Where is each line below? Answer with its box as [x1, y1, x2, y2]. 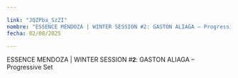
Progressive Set [6, 63, 53, 72]
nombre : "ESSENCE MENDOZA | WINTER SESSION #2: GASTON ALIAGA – [6, 23, 201, 30]
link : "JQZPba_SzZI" [6, 16, 68, 23]
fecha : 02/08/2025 [6, 30, 61, 37]
